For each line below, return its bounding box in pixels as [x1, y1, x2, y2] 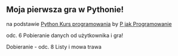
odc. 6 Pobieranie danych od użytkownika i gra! [6, 32, 124, 39]
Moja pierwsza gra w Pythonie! [6, 5, 124, 15]
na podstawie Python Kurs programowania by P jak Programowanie [6, 20, 172, 27]
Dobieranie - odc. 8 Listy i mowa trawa [6, 43, 102, 50]
